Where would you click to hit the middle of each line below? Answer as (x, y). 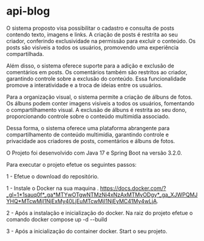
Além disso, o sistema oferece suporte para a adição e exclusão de (90, 66)
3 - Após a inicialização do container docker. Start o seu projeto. (87, 231)
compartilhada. (25, 54)
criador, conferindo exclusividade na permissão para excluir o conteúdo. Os (101, 41)
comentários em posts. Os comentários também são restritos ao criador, (97, 72)
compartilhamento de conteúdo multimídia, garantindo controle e (87, 134)
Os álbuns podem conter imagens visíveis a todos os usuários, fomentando (100, 103)
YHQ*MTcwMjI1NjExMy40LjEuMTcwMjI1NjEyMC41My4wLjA (82, 201)
